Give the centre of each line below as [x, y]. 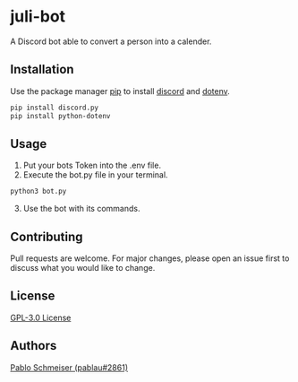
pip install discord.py [55, 108]
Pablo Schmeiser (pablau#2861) [69, 367]
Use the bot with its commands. [81, 209]
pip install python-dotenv [60, 116]
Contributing [47, 236]
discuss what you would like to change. [83, 268]
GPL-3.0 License [41, 317]
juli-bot [38, 17]
